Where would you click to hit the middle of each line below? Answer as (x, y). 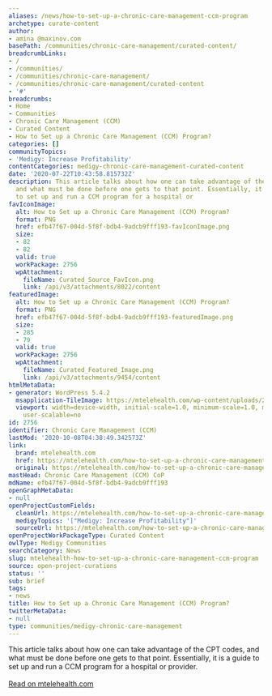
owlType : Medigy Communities (57, 544)
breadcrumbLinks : (38, 53)
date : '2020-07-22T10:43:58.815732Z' (72, 174)
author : (21, 31)
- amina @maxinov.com (45, 38)
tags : (17, 588)
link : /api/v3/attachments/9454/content (92, 378)
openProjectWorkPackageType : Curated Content (86, 536)
